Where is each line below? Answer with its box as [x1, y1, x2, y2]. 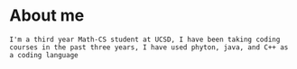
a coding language [9, 50, 79, 59]
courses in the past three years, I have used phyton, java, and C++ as [9, 42, 289, 52]
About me [9, 5, 85, 26]
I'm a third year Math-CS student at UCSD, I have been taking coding [9, 35, 281, 44]
